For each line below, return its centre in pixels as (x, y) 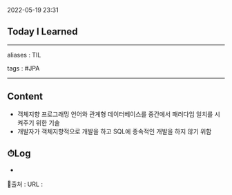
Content (25, 96)
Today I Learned (42, 31)
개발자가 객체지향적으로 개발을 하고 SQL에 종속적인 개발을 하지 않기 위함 (114, 131)
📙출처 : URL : (25, 184)
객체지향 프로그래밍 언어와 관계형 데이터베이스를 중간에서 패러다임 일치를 (115, 114)
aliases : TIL (24, 55)
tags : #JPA (23, 68)
